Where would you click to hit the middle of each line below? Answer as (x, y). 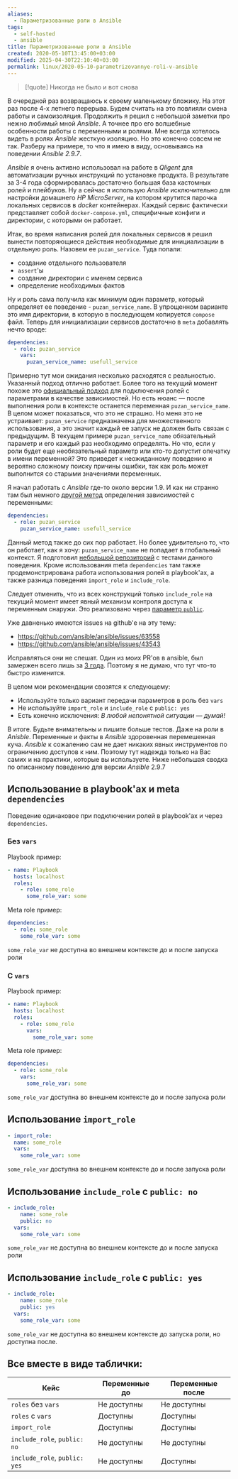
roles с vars (31, 1416)
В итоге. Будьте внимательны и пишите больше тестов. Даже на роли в (116, 729)
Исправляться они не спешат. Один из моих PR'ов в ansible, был (105, 657)
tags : (15, 27)
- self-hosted (34, 34)
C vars (18, 976)
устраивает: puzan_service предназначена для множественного (104, 421)
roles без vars (35, 1404)
